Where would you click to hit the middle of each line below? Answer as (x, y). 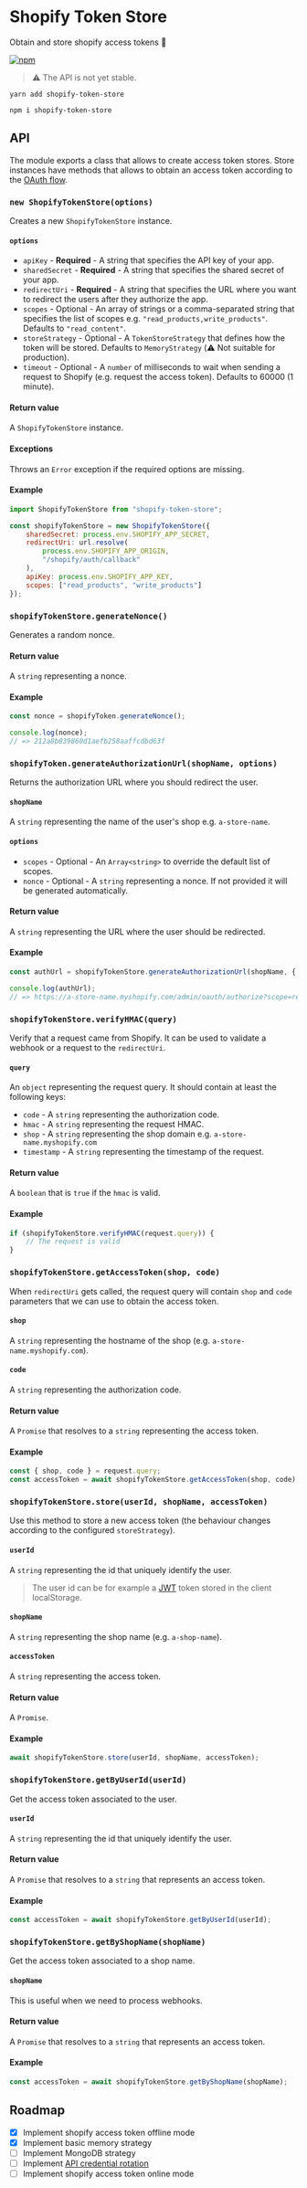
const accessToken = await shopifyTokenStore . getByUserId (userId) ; (141, 1920)
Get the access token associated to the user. (93, 1799)
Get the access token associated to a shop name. (102, 1961)
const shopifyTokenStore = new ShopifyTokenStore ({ (110, 526)
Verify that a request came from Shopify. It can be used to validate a (138, 1038)
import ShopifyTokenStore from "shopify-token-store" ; (116, 509)
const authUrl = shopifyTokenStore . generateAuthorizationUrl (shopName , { (153, 972)
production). (46, 357)
